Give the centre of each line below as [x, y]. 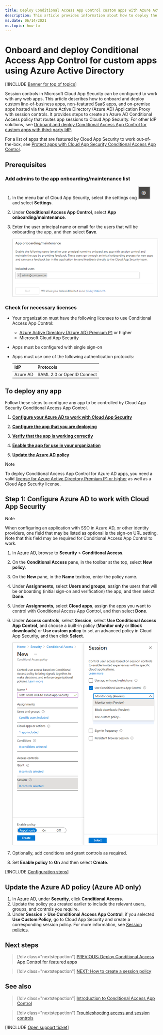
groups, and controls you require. [45, 909]
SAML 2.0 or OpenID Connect [67, 374]
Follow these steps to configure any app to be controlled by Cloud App [76, 402]
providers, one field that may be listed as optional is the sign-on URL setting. [81, 533]
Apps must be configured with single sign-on [57, 347]
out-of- [144, 139]
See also [18, 987]
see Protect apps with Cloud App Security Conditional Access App [90, 144]
